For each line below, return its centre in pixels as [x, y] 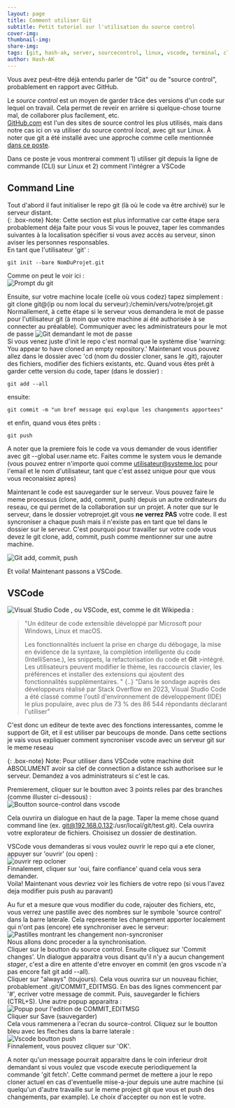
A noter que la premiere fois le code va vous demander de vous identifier [113, 449]
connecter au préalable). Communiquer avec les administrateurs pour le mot [117, 326]
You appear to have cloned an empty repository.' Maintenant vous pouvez [114, 348]
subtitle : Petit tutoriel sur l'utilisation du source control [101, 27]
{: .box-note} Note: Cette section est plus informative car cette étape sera [113, 220]
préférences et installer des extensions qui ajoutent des [104, 674]
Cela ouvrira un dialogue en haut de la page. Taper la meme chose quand [113, 818]
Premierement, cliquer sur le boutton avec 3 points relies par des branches [115, 790]
